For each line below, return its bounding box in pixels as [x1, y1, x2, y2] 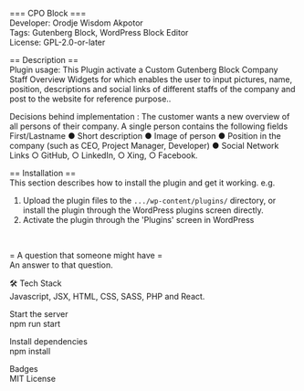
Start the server [9, 309, 68, 319]
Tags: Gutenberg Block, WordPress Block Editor [9, 27, 189, 37]
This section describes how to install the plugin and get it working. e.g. [9, 177, 276, 188]
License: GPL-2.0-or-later [9, 37, 106, 48]
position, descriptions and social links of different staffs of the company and [9, 84, 296, 94]
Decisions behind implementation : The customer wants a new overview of [9, 111, 290, 122]
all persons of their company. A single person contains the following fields [9, 121, 288, 132]
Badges [9, 364, 38, 374]
